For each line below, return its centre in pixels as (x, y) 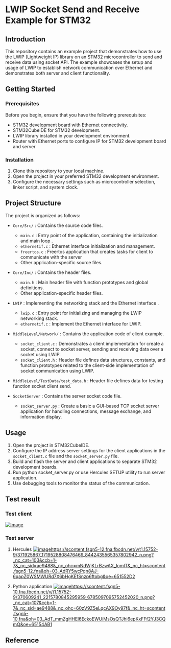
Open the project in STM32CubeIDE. (51, 445)
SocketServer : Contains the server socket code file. (67, 396)
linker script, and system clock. (45, 187)
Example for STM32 (48, 20)
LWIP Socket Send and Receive (72, 9)
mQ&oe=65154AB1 (32, 624)
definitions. (32, 288)
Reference (22, 640)
